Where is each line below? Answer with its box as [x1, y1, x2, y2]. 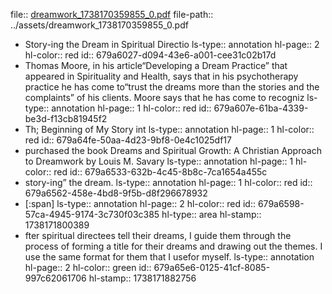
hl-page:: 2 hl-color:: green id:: [24, 262, 152, 273]
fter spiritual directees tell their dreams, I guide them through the [24, 230, 292, 241]
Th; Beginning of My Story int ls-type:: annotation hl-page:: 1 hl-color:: [24, 124, 315, 135]
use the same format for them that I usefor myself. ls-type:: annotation [24, 251, 315, 263]
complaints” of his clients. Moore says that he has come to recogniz [24, 92, 305, 103]
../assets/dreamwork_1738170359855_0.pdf [10, 19, 189, 31]
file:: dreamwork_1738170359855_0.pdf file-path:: [10, 9, 214, 20]
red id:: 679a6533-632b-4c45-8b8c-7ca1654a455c [53, 166, 268, 178]
